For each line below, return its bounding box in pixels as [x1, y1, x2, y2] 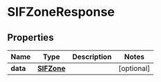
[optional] [118, 63, 151, 73]
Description [71, 52, 112, 61]
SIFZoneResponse [7, 4, 115, 20]
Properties [7, 32, 54, 43]
